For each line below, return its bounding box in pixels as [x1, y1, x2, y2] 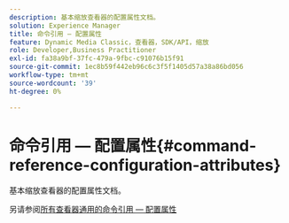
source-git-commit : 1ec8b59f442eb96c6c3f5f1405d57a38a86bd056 [9, 63, 244, 72]
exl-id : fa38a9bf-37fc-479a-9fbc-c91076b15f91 [9, 54, 184, 63]
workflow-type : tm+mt [9, 71, 90, 80]
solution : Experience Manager [9, 21, 121, 30]
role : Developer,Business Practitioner [9, 46, 157, 55]
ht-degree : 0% [9, 87, 62, 96]
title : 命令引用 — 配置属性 [9, 29, 102, 38]
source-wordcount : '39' [9, 79, 98, 88]
